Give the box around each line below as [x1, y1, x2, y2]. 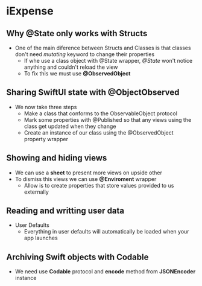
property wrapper [24, 135, 68, 142]
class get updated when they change [24, 122, 116, 130]
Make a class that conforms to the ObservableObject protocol [24, 110, 178, 117]
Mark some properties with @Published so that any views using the [24, 116, 192, 123]
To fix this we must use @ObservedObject [24, 70, 131, 77]
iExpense [6, 4, 54, 18]
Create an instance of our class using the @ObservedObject [24, 129, 174, 136]
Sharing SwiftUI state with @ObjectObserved [6, 87, 180, 98]
